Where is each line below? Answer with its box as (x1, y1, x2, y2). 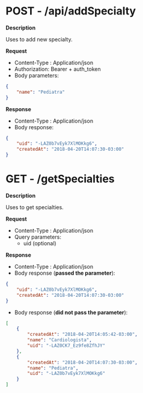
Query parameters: (14, 233, 61, 240)
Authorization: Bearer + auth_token (14, 65, 101, 73)
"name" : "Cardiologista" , (27, 337, 93, 343)
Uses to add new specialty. (5, 35, 73, 43)
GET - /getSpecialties (5, 172, 115, 186)
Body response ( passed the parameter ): (14, 269, 115, 276)
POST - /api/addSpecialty (5, 4, 136, 18)
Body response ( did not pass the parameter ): (14, 308, 128, 316)
